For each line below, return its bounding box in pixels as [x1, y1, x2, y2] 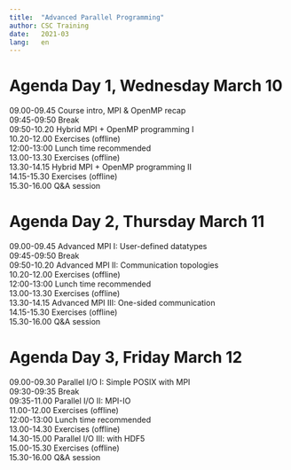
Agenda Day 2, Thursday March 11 [9, 212, 265, 231]
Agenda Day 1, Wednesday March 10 [9, 76, 283, 96]
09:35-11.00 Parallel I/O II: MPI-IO [9, 396, 131, 406]
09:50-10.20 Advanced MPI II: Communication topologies [9, 260, 219, 270]
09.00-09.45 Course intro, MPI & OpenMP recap [9, 106, 186, 116]
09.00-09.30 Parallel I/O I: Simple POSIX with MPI [9, 377, 191, 388]
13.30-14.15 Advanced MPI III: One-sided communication [9, 298, 216, 309]
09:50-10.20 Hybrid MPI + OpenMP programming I [9, 124, 194, 135]
